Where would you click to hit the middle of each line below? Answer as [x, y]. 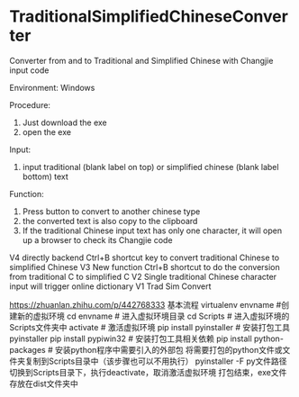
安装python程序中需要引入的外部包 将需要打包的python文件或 [168, 349]
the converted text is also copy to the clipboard [110, 221]
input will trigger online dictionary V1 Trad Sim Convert [110, 286]
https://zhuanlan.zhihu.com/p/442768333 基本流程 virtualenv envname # [145, 304]
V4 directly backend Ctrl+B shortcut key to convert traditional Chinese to [145, 257]
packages [28, 349]
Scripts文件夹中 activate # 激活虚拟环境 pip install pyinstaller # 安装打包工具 [150, 327]
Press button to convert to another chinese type [111, 211]
